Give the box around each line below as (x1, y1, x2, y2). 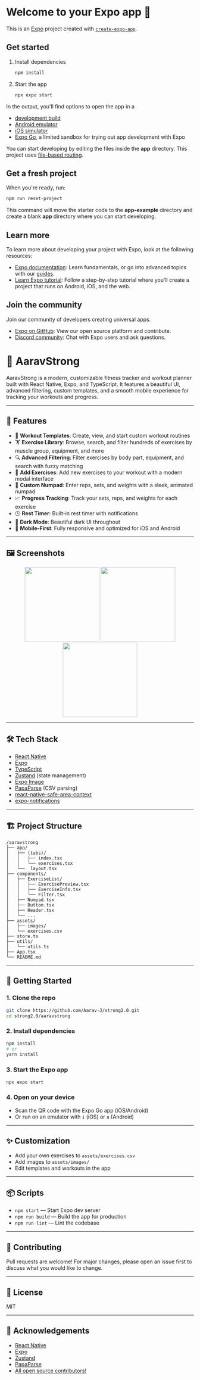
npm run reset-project (6, 196, 62, 202)
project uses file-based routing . (6, 151, 84, 158)
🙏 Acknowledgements (6, 1326, 90, 1336)
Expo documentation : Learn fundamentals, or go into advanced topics (14, 264, 186, 270)
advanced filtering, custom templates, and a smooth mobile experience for (6, 387, 189, 394)
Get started (6, 42, 49, 52)
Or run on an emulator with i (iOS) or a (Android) (14, 1113, 134, 1120)
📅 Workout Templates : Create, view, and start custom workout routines (14, 432, 190, 439)
